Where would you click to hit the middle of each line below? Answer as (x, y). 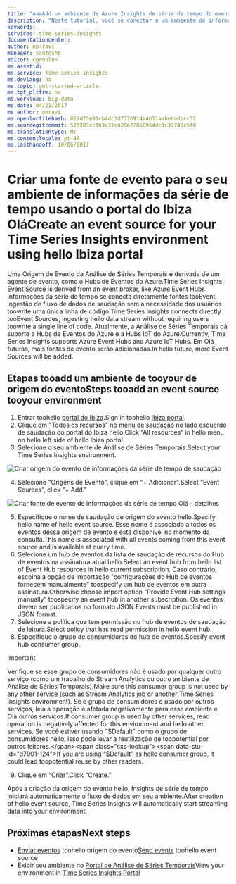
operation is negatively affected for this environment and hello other (106, 723)
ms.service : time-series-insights (58, 73)
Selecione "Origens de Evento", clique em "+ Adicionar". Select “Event (118, 482)
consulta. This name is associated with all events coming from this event (122, 539)
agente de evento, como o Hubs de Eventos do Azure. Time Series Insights (115, 282)
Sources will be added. (40, 356)
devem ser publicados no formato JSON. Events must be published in (117, 606)
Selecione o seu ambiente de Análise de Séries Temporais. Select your (119, 447)
